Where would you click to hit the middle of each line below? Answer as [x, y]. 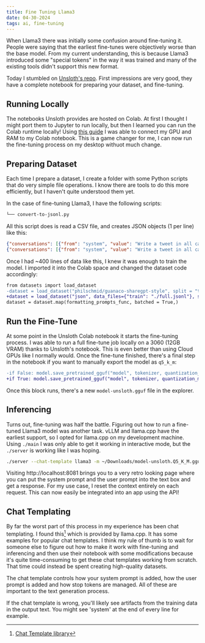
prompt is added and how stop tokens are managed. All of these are [92, 584]
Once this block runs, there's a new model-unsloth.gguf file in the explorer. [100, 390]
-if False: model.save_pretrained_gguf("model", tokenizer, [85, 373]
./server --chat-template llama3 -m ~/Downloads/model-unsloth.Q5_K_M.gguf [105, 461]
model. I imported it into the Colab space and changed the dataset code [97, 268]
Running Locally [38, 104]
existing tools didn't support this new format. [63, 66]
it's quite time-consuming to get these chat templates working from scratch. [102, 559]
